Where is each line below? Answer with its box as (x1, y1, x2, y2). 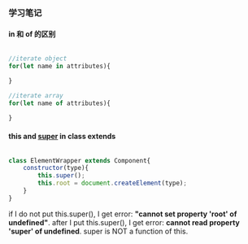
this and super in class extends (8, 131, 116, 141)
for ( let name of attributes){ (8, 99, 111, 107)
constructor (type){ (23, 164, 89, 172)
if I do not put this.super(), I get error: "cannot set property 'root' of (8, 209, 237, 219)
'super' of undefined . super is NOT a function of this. (8, 226, 189, 236)
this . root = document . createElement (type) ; (37, 179, 187, 188)
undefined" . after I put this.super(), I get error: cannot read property (8, 217, 240, 227)
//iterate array (8, 91, 63, 99)
